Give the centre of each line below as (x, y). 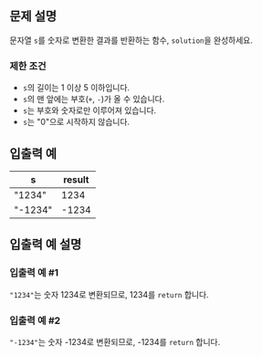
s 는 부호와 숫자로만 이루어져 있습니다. (89, 110)
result (76, 179)
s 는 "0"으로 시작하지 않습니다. (76, 122)
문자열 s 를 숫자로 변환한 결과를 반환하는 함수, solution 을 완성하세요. (131, 40)
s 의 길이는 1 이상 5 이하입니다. (76, 88)
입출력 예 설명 (46, 245)
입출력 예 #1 (34, 273)
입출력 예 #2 (35, 320)
